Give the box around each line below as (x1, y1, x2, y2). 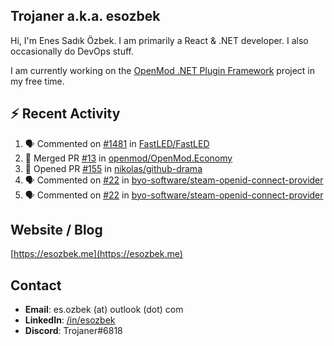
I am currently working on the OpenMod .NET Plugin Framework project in (10, 64, 316, 76)
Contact (10, 277, 62, 294)
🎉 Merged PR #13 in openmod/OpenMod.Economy (24, 152, 233, 164)
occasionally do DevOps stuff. (10, 45, 135, 57)
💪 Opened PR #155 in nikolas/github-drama (24, 162, 203, 174)
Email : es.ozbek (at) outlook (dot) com (24, 304, 184, 316)
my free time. (10, 75, 65, 87)
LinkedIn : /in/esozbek (24, 314, 116, 326)
